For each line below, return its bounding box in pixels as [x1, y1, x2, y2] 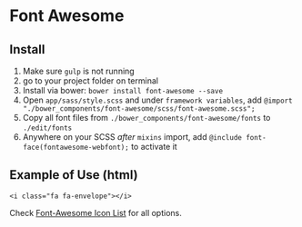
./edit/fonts [22, 123, 73, 133]
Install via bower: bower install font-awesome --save [22, 85, 224, 95]
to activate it [130, 142, 177, 152]
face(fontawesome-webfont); [22, 143, 129, 152]
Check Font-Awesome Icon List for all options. [9, 207, 182, 218]
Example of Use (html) [9, 167, 138, 183]
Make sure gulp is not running [22, 65, 135, 76]
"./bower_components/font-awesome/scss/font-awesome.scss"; [22, 104, 256, 113]
